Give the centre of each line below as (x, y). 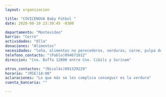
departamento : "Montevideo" (34, 32)
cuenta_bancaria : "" (26, 83)
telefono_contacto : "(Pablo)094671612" (46, 55)
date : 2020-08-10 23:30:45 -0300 (40, 23)
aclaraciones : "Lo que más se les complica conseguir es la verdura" (78, 78)
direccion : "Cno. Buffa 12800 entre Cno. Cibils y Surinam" (68, 60)
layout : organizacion (27, 10)
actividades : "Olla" (26, 42)
